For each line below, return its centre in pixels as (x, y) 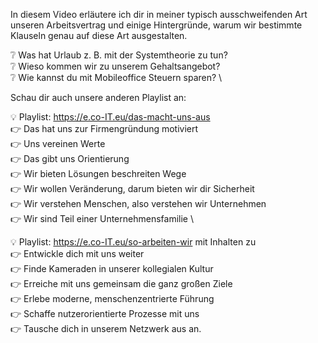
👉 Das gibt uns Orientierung (70, 158)
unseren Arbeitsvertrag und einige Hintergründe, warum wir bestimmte (156, 25)
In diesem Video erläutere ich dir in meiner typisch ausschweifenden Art (159, 14)
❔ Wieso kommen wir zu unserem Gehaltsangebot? (115, 66)
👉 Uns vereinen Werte (58, 143)
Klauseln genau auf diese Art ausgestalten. (99, 35)
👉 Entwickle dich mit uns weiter (77, 253)
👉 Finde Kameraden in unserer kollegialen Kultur (112, 268)
